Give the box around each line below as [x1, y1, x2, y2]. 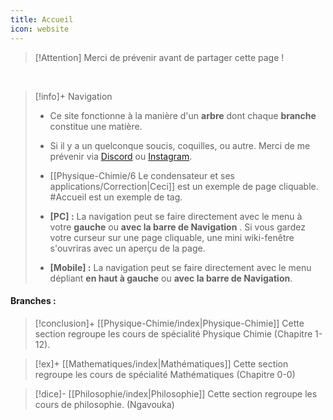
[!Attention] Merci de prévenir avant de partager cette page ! [34, 51, 285, 63]
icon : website [10, 24, 70, 34]
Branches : [10, 295, 57, 307]
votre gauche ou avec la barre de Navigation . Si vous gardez [49, 221, 306, 233]
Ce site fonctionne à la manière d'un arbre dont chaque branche [49, 109, 317, 121]
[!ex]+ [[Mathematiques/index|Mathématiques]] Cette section [34, 357, 289, 370]
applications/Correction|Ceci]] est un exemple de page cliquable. [49, 180, 319, 192]
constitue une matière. [49, 120, 143, 132]
